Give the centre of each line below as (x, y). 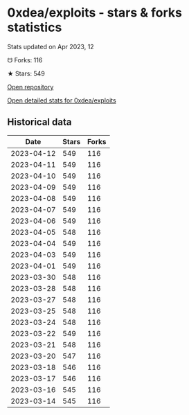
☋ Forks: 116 (25, 60)
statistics (35, 27)
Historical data (39, 122)
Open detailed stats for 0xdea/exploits (62, 100)
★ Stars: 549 (26, 73)
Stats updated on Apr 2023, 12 (51, 46)
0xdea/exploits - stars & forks (94, 13)
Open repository (30, 87)
